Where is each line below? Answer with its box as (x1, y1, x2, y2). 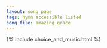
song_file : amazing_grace (6, 20, 71, 25)
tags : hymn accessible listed (6, 14, 82, 20)
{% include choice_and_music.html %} (6, 36, 102, 43)
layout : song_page (6, 8, 52, 15)
